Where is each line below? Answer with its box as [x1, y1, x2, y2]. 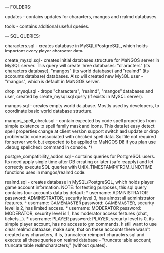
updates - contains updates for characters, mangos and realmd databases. [5, 14, 158, 19]
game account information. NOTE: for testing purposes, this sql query [5, 184, 147, 190]
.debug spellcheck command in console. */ [5, 144, 93, 150]
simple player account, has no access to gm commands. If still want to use [5, 221, 157, 227]
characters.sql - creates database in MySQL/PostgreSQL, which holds [5, 43, 148, 49]
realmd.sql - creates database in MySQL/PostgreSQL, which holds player [5, 179, 154, 185]
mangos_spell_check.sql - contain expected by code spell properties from [5, 118, 156, 123]
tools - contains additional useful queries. [5, 23, 90, 29]
